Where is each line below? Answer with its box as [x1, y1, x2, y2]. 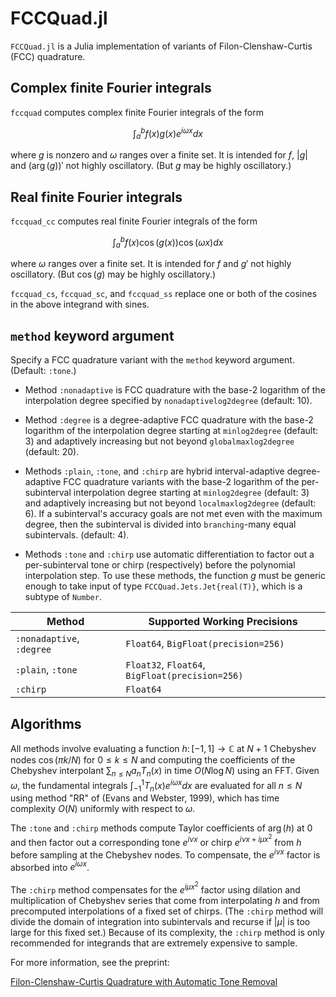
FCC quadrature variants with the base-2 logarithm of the [63, 476, 300, 488]
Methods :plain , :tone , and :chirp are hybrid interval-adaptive [24, 465, 285, 477]
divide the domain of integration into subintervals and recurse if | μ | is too [10, 915, 311, 927]
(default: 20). [24, 446, 80, 458]
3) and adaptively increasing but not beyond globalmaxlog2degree [24, 435, 295, 447]
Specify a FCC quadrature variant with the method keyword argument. [10, 354, 295, 366]
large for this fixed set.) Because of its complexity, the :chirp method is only [10, 926, 325, 938]
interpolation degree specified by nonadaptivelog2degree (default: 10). [24, 395, 313, 407]
